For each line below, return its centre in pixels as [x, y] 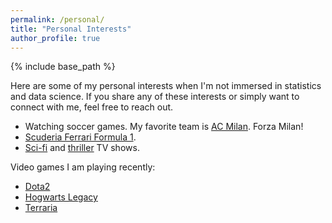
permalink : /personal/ [57, 19]
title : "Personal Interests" [71, 29]
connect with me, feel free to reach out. [92, 107]
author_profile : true [55, 38]
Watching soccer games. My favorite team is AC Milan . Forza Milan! [164, 127]
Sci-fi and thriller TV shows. [82, 148]
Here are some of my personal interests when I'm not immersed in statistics [166, 86]
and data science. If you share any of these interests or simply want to [155, 97]
